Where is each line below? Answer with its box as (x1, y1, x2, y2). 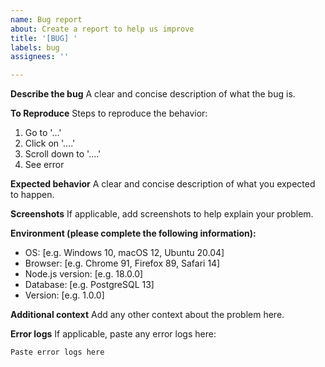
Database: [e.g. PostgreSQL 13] (24, 279, 155, 291)
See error (24, 159, 65, 171)
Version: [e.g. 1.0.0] (24, 289, 105, 301)
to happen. (10, 189, 55, 201)
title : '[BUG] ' (10, 33, 78, 43)
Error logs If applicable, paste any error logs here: (10, 328, 217, 340)
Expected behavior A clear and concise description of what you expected (10, 178, 316, 190)
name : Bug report (10, 14, 83, 25)
